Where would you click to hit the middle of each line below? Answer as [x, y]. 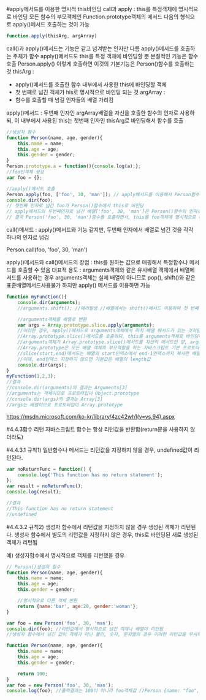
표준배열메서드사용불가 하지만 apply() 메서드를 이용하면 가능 [78, 285]
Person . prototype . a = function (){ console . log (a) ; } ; [74, 166]
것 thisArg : [20, 71]
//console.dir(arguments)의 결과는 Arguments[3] [67, 388]
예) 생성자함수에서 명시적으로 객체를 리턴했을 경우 [66, 555]
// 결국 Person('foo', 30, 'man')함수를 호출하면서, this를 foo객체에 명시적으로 [101, 217]
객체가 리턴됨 [22, 542]
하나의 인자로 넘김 [28, 237]
